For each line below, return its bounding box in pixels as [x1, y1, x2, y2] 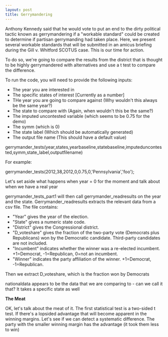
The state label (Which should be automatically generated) [12, 129, 133, 135]
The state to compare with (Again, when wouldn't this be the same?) [12, 108, 153, 114]
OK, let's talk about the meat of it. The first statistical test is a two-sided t [5, 305, 156, 311]
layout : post [5, 7, 32, 12]
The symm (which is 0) [12, 123, 60, 130]
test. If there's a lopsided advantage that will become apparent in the [5, 311, 147, 317]
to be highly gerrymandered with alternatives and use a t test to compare [5, 62, 156, 68]
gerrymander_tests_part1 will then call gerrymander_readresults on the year [5, 193, 161, 199]
